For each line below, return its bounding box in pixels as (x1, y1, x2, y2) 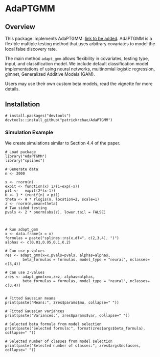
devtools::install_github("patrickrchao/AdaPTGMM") (5, 118, 113, 122)
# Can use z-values (5, 270, 45, 275)
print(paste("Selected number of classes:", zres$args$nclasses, (5, 343, 141, 348)
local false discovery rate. (5, 46, 57, 52)
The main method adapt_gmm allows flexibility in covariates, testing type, (5, 56, 149, 61)
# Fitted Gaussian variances (5, 309, 65, 314)
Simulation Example (5, 129, 54, 136)
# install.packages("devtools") (5, 113, 71, 118)
